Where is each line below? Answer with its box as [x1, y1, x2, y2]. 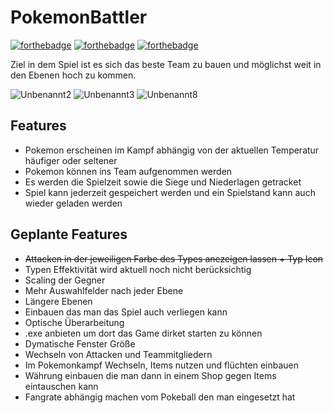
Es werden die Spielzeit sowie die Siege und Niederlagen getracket [24, 176, 302, 188]
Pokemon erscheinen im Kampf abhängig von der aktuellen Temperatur [24, 144, 320, 156]
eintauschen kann [24, 380, 99, 392]
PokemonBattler [10, 6, 148, 29]
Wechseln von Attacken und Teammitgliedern [24, 348, 213, 360]
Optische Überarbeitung [24, 316, 125, 328]
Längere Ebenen [24, 295, 93, 307]
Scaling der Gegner [24, 274, 106, 286]
